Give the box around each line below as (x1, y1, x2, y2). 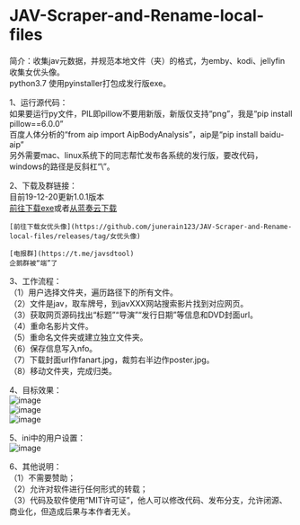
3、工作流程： (9, 275, 62, 286)
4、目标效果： (9, 384, 63, 396)
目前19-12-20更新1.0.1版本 (9, 191, 105, 202)
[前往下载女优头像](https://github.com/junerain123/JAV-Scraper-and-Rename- (9, 222, 293, 231)
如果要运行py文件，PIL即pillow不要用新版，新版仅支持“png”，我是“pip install (9, 108, 293, 119)
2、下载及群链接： (9, 180, 78, 191)
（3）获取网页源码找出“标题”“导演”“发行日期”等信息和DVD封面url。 (9, 309, 259, 320)
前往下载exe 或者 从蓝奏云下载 (9, 202, 118, 213)
